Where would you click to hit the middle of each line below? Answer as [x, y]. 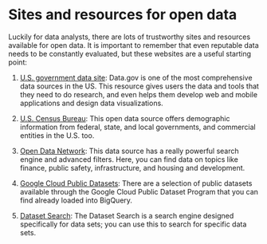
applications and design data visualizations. [91, 103]
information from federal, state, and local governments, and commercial [138, 127]
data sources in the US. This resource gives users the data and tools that [139, 86]
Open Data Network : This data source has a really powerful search [129, 151]
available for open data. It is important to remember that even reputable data [133, 45]
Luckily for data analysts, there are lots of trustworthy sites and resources [130, 37]
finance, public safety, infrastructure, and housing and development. [132, 167]
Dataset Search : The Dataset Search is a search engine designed [127, 215]
